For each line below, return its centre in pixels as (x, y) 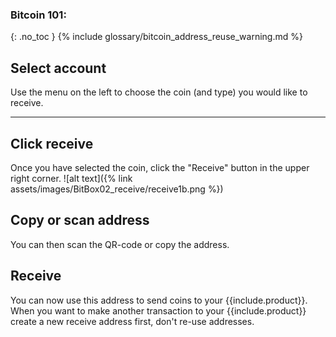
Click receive (52, 143)
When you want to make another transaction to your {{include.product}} (158, 310)
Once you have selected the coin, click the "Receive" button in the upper (160, 167)
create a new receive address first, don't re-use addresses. (132, 321)
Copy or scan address (80, 220)
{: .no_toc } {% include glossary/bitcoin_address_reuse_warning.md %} (156, 37)
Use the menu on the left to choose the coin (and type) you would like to (159, 92)
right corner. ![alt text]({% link (71, 178)
